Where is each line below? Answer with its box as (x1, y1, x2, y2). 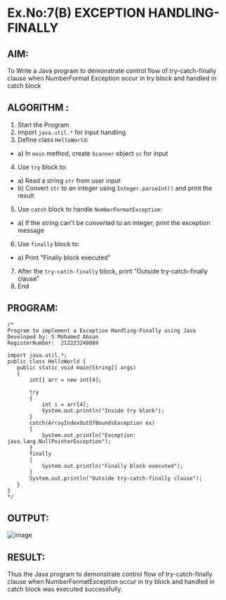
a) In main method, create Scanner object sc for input (17, 149, 168, 158)
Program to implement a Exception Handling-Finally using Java (7, 327, 197, 334)
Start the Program (17, 120, 69, 129)
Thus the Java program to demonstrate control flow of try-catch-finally (7, 570, 213, 578)
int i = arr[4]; (41, 401, 90, 408)
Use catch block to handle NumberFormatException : (17, 205, 163, 213)
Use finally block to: (17, 239, 80, 248)
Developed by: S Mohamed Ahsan (7, 333, 99, 340)
